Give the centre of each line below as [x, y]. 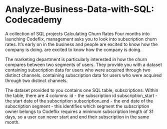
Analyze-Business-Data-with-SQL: [80, 9]
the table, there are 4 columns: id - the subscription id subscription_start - [81, 95]
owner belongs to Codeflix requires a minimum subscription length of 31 [79, 111]
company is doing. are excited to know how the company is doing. [73, 49]
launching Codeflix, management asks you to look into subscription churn [81, 39]
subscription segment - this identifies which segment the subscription [77, 106]
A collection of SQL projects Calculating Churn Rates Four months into [77, 33]
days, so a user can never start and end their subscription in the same [77, 116]
